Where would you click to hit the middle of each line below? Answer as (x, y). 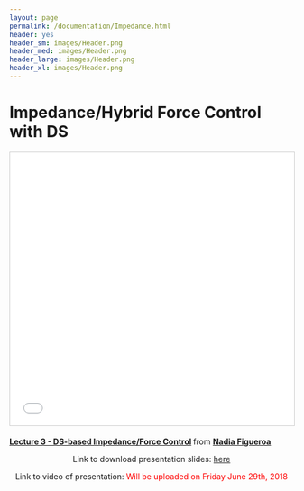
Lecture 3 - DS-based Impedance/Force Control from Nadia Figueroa (140, 441)
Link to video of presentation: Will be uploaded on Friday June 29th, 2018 (152, 476)
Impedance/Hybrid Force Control (135, 113)
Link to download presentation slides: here (152, 459)
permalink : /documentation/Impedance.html (90, 26)
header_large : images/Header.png (72, 59)
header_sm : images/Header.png (66, 43)
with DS (39, 132)
